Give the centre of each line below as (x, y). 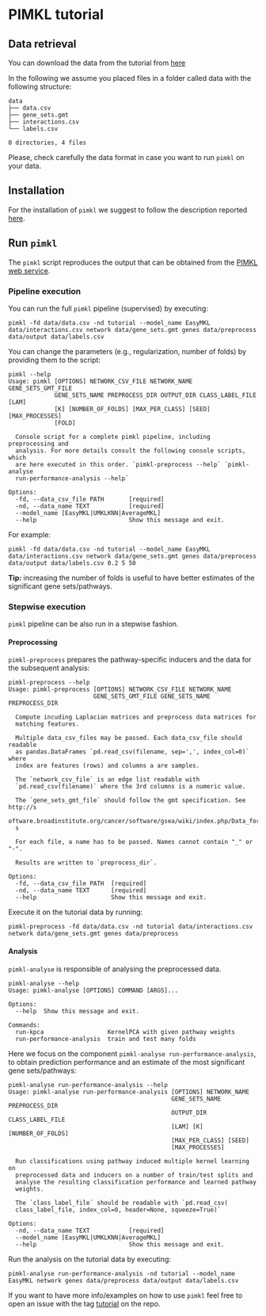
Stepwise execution (47, 606)
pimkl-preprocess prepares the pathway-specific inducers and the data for (130, 660)
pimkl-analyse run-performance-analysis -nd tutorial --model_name (122, 1273)
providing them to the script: (55, 360)
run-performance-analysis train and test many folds (106, 1039)
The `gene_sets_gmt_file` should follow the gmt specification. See (131, 801)
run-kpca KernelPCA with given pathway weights (125, 1032)
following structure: (40, 86)
